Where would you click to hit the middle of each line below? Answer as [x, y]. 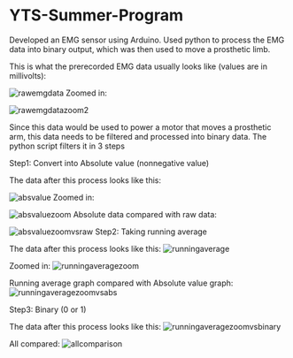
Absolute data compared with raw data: [145, 214]
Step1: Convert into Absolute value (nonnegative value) [109, 163]
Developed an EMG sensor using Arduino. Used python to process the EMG [147, 40]
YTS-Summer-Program [96, 15]
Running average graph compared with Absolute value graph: [121, 283]
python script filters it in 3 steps [67, 146]
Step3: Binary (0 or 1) [48, 309]
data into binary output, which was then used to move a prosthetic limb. [140, 49]
